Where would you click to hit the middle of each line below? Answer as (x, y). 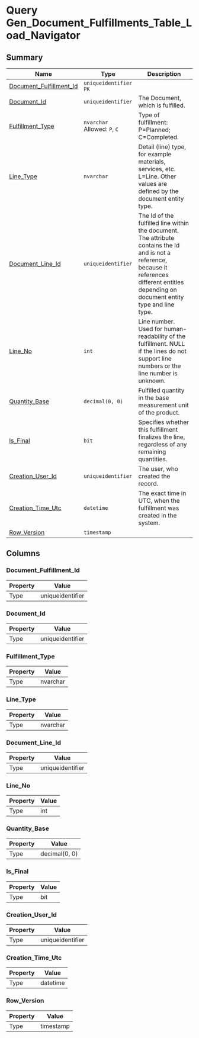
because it (153, 267)
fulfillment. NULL (162, 344)
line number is (158, 373)
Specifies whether (164, 422)
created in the (158, 515)
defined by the (158, 191)
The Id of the (156, 216)
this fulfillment (158, 430)
